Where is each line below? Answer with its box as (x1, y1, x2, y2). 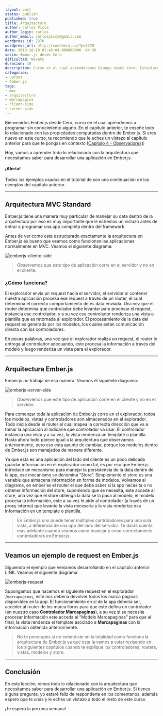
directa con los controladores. (5, 326, 65, 332)
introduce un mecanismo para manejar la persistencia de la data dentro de (5, 467, 154, 472)
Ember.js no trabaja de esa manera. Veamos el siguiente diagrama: (5, 378, 138, 383)
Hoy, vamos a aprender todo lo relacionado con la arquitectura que (5, 149, 139, 155)
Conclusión (5, 668, 41, 676)
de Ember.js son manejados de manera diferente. (5, 447, 103, 453)
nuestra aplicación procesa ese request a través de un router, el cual (5, 295, 142, 301)
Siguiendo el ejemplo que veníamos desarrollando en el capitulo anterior (5, 564, 150, 570)
